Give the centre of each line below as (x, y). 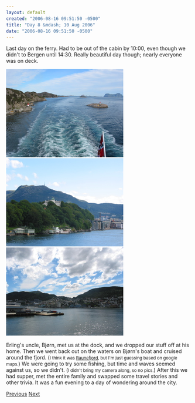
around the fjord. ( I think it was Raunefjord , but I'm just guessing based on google (92, 358)
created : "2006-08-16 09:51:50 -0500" (53, 19)
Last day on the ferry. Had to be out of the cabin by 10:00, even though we (96, 48)
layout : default (26, 12)
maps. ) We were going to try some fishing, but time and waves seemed (91, 364)
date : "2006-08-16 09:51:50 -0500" (49, 31)
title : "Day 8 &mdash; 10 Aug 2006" (51, 25)
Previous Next (23, 394)
